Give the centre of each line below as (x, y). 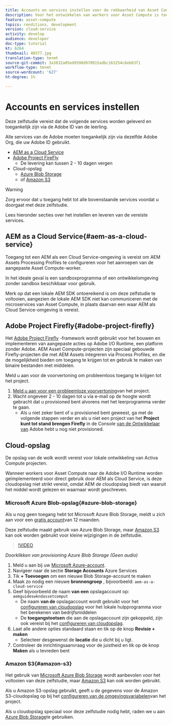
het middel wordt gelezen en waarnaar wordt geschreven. (66, 490)
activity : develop (25, 34)
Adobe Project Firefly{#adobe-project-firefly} (80, 326)
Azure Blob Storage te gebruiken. (40, 717)
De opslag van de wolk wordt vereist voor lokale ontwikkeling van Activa (82, 458)
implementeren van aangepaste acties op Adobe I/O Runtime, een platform (84, 344)
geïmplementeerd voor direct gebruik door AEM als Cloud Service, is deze (84, 479)
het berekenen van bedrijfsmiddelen (59, 612)
